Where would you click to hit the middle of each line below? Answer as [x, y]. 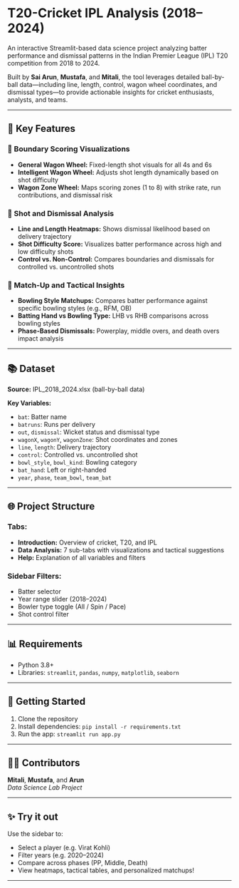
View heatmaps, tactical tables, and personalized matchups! [106, 870]
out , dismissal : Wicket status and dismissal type [89, 432]
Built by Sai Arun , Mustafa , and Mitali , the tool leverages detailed [104, 77]
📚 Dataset [31, 368]
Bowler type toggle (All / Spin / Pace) [72, 606]
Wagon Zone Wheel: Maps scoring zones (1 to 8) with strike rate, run [119, 187]
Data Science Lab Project [45, 788]
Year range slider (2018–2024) [62, 599]
